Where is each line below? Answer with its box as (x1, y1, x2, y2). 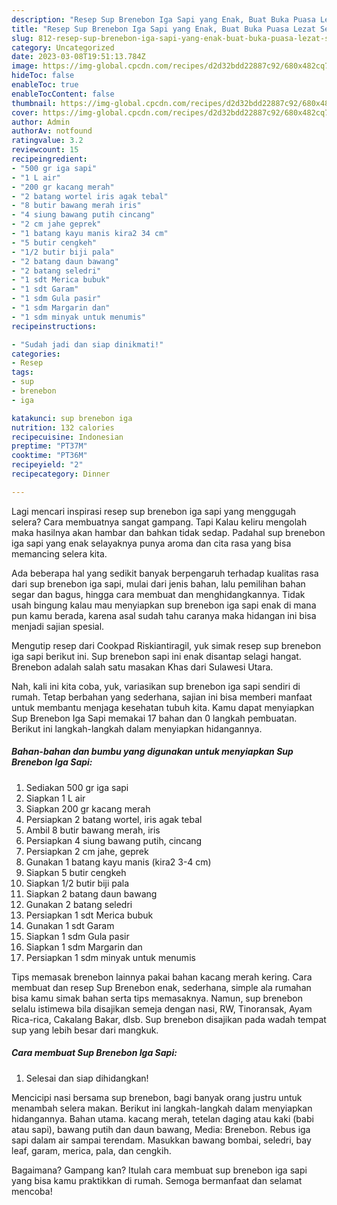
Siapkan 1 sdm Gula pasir (25, 930, 130, 942)
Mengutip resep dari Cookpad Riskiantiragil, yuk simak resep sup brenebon (11, 639, 322, 651)
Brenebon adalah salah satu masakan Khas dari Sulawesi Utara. (11, 661, 274, 673)
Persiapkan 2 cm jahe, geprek (25, 845, 149, 857)
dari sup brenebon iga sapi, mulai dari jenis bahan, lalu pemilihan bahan (11, 577, 306, 590)
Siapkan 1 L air (25, 792, 86, 804)
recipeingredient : (11, 154, 88, 164)
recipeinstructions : (11, 321, 98, 331)
